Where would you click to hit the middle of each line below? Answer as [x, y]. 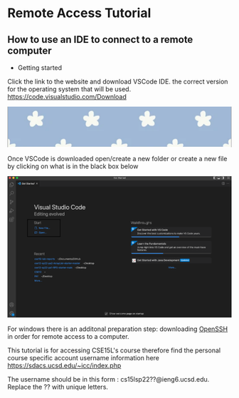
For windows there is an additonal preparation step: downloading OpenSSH [118, 329]
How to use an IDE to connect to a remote [100, 40]
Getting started [40, 68]
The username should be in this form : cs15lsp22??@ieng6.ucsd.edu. [108, 379]
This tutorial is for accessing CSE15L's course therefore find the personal [114, 350]
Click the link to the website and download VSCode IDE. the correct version [118, 81]
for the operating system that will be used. [69, 89]
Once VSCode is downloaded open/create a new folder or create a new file [117, 158]
